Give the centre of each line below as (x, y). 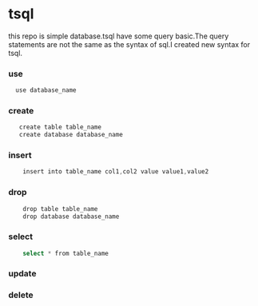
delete (21, 295)
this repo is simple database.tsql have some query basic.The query (119, 36)
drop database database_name (71, 217)
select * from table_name (66, 253)
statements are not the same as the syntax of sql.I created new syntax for (129, 44)
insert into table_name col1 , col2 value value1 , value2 (116, 172)
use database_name (46, 90)
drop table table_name (60, 209)
